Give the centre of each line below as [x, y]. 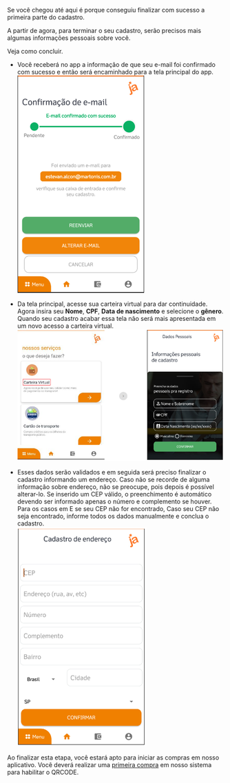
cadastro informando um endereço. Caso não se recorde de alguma [113, 480]
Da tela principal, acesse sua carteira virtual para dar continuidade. [112, 304]
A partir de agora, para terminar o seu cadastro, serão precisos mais [104, 31]
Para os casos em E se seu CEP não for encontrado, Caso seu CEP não [118, 509]
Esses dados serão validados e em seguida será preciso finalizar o [112, 472]
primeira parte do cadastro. [46, 17]
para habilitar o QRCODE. [43, 772]
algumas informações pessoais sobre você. [69, 38]
